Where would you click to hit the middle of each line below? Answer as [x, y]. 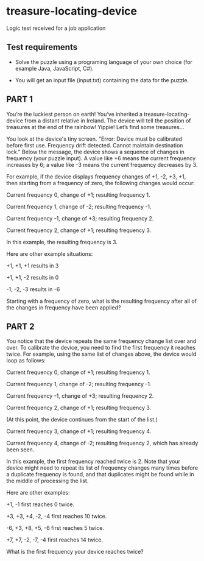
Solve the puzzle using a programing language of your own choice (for [104, 62]
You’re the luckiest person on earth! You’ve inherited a [75, 114]
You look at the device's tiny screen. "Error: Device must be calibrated [94, 139]
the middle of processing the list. [47, 481]
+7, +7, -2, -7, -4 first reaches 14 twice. [55, 540]
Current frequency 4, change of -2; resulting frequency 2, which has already [102, 443]
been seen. [20, 450]
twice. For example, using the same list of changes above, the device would [101, 354]
